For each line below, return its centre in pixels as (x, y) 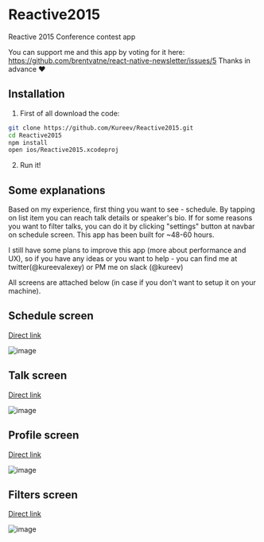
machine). (25, 291)
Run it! (30, 166)
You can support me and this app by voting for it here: (97, 52)
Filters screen (43, 495)
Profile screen (44, 435)
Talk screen (38, 376)
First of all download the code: (70, 113)
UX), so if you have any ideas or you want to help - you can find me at (123, 259)
